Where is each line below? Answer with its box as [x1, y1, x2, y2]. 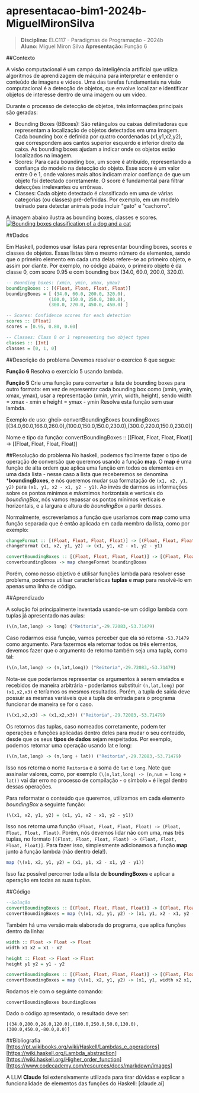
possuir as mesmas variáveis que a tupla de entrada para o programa [6, 694, 176, 701]
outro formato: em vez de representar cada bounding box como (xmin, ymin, [6, 385, 193, 392]
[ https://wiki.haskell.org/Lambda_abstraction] [6, 1050, 117, 1057]
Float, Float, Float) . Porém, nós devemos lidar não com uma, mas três [6, 829, 185, 837]
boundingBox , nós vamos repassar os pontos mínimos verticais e [6, 496, 166, 503]
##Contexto [6, 54, 36, 61]
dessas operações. [6, 782, 53, 790]
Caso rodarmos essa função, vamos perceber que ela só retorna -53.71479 [6, 634, 190, 641]
